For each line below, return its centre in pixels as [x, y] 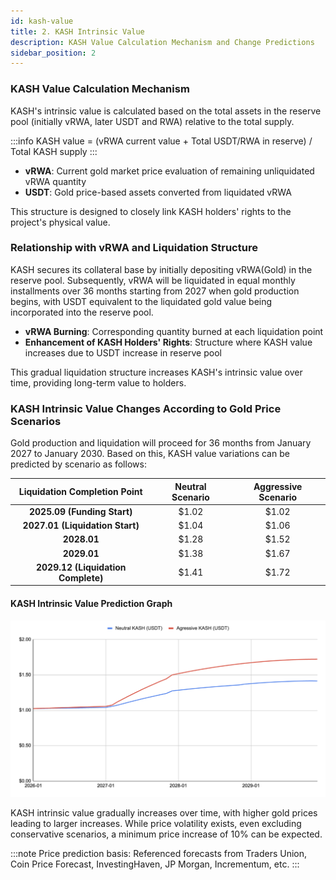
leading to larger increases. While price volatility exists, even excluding [156, 823]
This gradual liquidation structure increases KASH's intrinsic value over [156, 372]
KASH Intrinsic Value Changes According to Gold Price [146, 408]
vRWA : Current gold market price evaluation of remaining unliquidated [169, 171]
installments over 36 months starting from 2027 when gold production [155, 291]
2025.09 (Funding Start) [81, 511]
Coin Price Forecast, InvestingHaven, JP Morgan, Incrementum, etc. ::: [155, 864]
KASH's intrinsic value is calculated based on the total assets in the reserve [166, 111]
